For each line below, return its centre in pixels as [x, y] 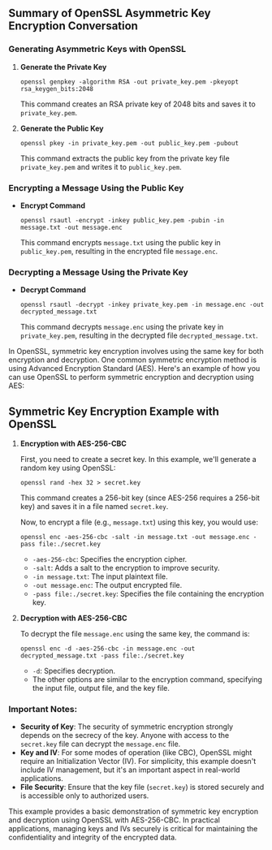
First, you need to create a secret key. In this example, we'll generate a [138, 460]
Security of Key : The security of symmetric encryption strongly [127, 727]
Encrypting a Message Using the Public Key [96, 188]
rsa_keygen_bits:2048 [56, 88]
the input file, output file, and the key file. [101, 688]
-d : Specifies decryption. [74, 671]
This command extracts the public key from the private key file [125, 158]
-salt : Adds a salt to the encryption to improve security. [126, 568]
